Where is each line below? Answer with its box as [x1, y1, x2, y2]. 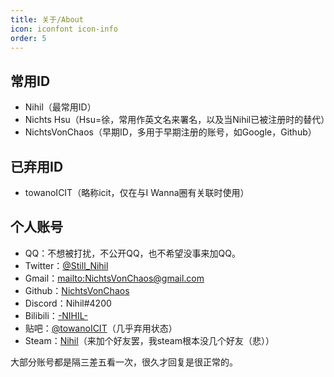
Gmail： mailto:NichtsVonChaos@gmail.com [24, 272, 205, 284]
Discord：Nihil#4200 [24, 297, 112, 309]
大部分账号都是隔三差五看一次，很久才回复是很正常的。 [10, 356, 238, 368]
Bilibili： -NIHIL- [24, 309, 88, 321]
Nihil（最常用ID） [24, 101, 97, 113]
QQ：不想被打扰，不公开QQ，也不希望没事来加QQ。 [24, 247, 242, 259]
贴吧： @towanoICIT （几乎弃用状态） [24, 322, 178, 334]
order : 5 [10, 33, 47, 43]
